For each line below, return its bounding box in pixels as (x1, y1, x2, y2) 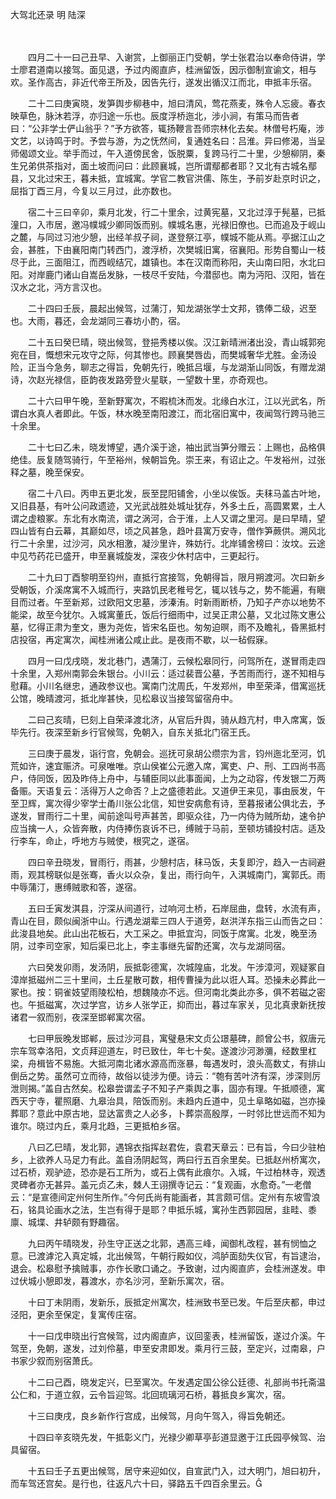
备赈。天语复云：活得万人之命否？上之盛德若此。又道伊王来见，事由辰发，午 (10, 785, 326, 797)
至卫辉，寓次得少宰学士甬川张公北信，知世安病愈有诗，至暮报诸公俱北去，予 (10, 798, 326, 809)
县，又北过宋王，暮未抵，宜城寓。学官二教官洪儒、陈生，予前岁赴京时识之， (10, 173, 326, 184)
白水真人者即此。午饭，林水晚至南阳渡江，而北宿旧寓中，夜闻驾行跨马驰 (18, 408, 317, 419)
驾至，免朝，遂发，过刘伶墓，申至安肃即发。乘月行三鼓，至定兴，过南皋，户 (10, 1343, 326, 1354)
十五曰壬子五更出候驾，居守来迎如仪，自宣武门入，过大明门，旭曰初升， (27, 1465, 326, 1477)
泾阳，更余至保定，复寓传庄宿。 (10, 1309, 142, 1320)
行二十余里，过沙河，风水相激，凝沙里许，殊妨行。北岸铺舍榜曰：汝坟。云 (10, 538, 317, 549)
